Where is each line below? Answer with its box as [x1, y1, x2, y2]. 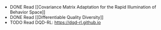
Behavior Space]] [9, 9, 45, 15]
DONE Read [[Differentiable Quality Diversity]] [9, 15, 104, 20]
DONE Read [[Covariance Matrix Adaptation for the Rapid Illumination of [9, 4, 157, 10]
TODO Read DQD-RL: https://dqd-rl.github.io [9, 19, 101, 25]
